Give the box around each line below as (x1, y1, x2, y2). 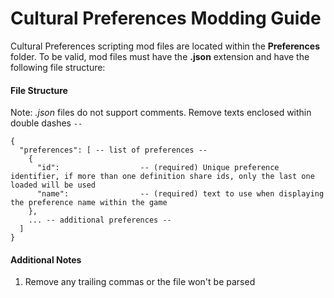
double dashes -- (10, 117, 83, 129)
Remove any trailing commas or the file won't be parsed (24, 276, 256, 288)
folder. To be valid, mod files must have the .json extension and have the (10, 50, 310, 62)
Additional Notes (10, 253, 82, 266)
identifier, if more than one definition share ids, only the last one (10, 172, 315, 182)
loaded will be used (10, 180, 97, 191)
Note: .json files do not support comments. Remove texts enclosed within (10, 107, 312, 119)
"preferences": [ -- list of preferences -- (19, 145, 208, 156)
